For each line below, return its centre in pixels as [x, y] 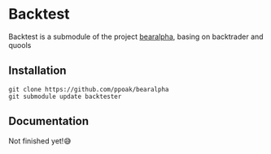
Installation [37, 71]
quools [20, 45]
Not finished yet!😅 [40, 141]
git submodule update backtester [65, 96]
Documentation [49, 121]
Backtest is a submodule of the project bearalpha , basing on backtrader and [136, 36]
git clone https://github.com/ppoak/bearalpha [89, 89]
